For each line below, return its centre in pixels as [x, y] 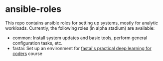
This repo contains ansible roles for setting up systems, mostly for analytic [82, 23]
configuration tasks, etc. [37, 43]
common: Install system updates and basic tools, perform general [80, 38]
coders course [27, 54]
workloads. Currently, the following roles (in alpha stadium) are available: [80, 28]
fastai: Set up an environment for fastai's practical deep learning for [82, 48]
